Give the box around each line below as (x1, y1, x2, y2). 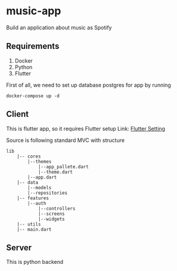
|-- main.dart (17, 226, 52, 232)
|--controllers (37, 205, 76, 211)
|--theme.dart (37, 169, 73, 175)
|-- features (17, 195, 49, 201)
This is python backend (6, 258, 64, 266)
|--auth (27, 200, 46, 207)
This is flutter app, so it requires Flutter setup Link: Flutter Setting (6, 125, 165, 132)
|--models (27, 184, 52, 190)
